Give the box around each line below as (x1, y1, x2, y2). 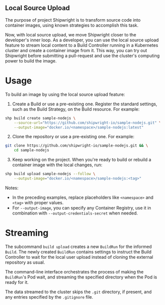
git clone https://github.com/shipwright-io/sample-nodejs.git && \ (5, 143, 148, 148)
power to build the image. (5, 58, 57, 63)
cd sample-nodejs (14, 148, 50, 153)
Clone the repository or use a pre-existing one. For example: (12, 134, 135, 140)
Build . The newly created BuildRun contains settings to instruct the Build (5, 248, 152, 255)
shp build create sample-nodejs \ (5, 116, 76, 121)
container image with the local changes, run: (12, 162, 103, 168)
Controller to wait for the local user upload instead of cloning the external (5, 254, 153, 260)
